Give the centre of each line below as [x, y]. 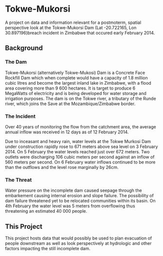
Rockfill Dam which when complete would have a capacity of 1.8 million [76, 78]
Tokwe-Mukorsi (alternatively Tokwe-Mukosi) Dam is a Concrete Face [75, 73]
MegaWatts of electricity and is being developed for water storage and [76, 93]
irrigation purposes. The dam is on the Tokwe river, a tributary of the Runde [81, 98]
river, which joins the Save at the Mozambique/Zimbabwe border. [70, 104]
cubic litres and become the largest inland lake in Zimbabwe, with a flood [78, 83]
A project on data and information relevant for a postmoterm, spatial [73, 22]
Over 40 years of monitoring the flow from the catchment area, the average [81, 127]
